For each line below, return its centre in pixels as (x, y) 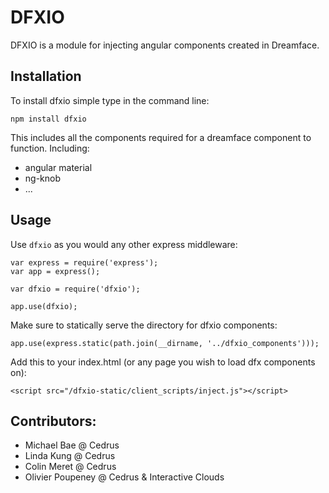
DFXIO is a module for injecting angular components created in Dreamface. (165, 45)
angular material (58, 167)
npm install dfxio (48, 119)
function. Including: (50, 148)
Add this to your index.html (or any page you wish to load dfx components (163, 362)
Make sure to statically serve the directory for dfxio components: (144, 325)
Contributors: (53, 421)
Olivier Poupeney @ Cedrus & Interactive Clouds (124, 477)
